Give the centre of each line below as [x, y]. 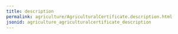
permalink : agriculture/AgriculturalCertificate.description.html [89, 17]
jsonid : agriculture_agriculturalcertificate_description [79, 22]
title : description [30, 11]
